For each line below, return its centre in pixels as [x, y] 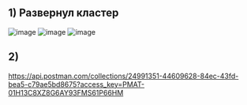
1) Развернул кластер [64, 13]
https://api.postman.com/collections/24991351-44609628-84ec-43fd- [123, 76]
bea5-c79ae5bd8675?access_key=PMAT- [77, 84]
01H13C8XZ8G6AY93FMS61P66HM [66, 92]
